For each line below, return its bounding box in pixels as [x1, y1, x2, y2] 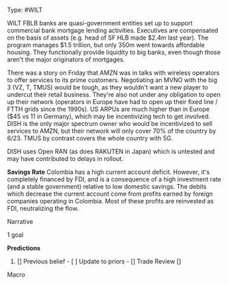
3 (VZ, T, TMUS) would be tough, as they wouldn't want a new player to [7, 83, 208, 91]
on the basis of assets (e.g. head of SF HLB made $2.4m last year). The [7, 34, 209, 42]
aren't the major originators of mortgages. [7, 55, 125, 64]
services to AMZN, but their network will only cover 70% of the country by [7, 127, 216, 135]
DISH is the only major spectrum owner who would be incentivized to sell [7, 120, 213, 127]
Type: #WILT [7, 6, 43, 14]
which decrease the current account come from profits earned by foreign [7, 190, 214, 198]
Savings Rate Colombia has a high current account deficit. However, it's [7, 168, 210, 176]
